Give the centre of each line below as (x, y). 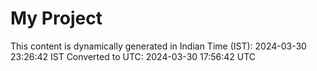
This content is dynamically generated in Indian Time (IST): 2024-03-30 (158, 46)
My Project (56, 18)
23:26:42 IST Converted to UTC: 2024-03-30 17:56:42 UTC (133, 56)
